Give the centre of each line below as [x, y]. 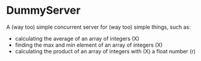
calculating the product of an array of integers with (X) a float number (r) [105, 51]
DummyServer [43, 10]
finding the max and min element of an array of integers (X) [89, 45]
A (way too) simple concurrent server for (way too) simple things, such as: [99, 27]
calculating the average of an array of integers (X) [77, 38]
